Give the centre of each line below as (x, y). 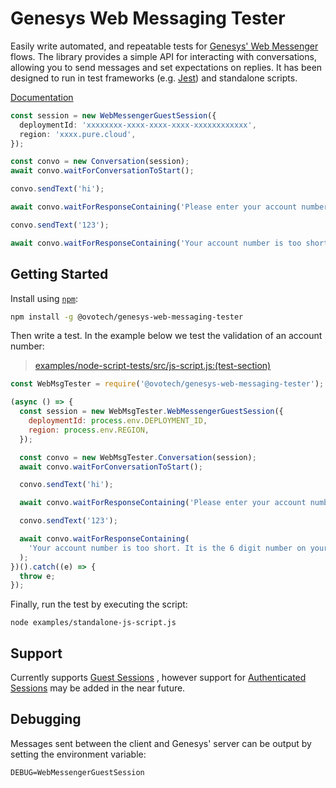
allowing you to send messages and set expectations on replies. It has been (166, 67)
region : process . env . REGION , (89, 430)
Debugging (46, 719)
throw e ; (37, 576)
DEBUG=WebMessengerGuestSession (77, 772)
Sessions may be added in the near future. (98, 688)
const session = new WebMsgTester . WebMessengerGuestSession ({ (151, 412)
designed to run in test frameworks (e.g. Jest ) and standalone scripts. (154, 78)
